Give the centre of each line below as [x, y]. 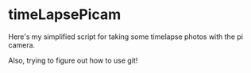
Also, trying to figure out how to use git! [73, 60]
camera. [22, 44]
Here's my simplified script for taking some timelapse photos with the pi [126, 36]
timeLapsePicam [65, 15]
